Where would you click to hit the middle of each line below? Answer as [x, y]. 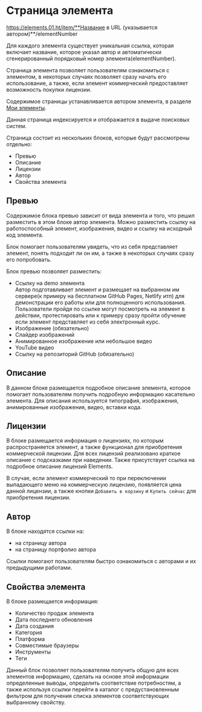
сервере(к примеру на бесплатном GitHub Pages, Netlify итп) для [100, 296]
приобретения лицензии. [38, 498]
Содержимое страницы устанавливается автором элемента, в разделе [99, 101]
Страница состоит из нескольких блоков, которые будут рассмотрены [98, 138]
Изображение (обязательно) [52, 328]
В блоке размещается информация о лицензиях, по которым [85, 441]
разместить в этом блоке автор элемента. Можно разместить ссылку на [101, 222]
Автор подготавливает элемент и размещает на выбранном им [97, 290]
